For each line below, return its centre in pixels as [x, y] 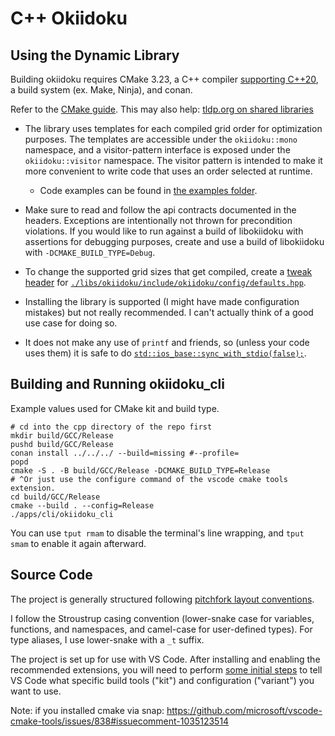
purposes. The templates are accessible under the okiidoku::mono [161, 139]
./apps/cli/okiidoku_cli [62, 514]
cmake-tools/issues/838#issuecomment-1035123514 [120, 721]
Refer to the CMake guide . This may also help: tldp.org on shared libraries [162, 109]
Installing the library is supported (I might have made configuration [162, 301]
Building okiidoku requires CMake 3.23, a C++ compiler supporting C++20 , [164, 79]
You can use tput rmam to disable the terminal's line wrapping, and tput [157, 533]
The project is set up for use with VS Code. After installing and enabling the [165, 659]
